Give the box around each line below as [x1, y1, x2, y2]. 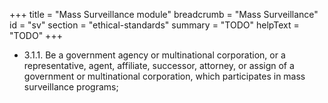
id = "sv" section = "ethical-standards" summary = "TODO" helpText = [9, 19, 300, 31]
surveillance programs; [23, 81, 119, 93]
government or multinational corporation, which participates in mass [23, 70, 306, 82]
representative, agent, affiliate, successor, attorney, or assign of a [23, 60, 295, 71]
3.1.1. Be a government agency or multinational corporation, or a [23, 49, 286, 61]
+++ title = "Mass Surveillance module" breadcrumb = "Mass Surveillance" [9, 9, 319, 20]
